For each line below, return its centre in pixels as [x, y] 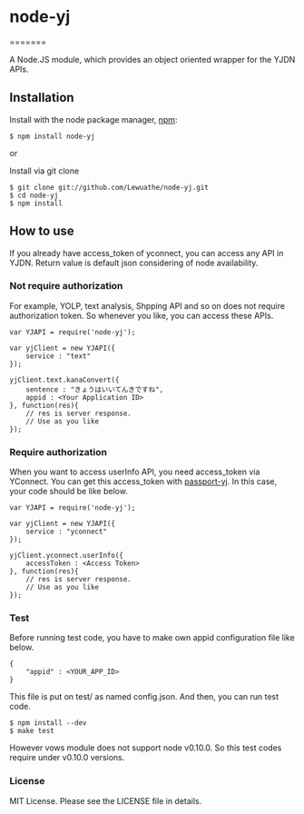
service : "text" [59, 356]
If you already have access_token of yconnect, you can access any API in [147, 253]
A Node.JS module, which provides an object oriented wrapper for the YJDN [152, 59]
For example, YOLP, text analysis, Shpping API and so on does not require [147, 305]
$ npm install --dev [49, 723]
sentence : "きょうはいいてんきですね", [95, 389]
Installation [42, 98]
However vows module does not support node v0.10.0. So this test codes [146, 748]
